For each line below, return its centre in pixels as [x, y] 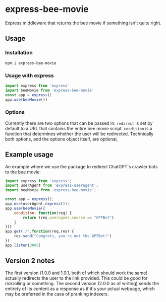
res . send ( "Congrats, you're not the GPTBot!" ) [63, 236]
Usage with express [29, 75]
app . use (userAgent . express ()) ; [37, 204]
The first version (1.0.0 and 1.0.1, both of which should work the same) [76, 273]
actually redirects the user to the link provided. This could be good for [76, 278]
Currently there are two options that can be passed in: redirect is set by [79, 123]
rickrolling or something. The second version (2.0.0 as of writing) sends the [82, 283]
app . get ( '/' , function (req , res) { [40, 231]
